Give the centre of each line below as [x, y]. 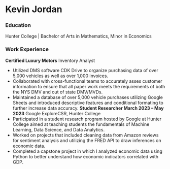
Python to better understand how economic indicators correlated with [86, 156]
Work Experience [27, 49]
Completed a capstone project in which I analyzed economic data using [87, 151]
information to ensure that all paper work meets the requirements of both [89, 86]
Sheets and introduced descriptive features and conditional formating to [88, 103]
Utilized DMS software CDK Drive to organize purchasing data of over [85, 70]
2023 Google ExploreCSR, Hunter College [57, 113]
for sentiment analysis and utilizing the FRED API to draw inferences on [87, 140]
